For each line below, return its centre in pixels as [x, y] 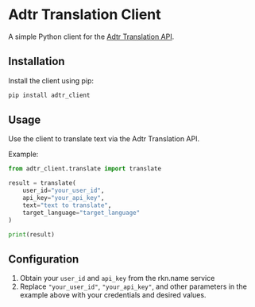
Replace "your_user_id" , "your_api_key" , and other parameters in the [133, 286]
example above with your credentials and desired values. [113, 295]
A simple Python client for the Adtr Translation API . [91, 36]
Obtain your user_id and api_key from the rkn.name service [117, 278]
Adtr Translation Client [85, 15]
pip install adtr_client [49, 95]
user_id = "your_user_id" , [64, 191]
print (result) [32, 234]
